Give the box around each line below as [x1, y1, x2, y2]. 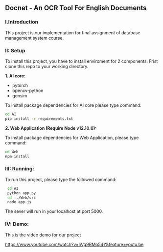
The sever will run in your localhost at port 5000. [5, 208, 103, 214]
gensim [12, 92, 27, 98]
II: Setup [5, 47, 25, 54]
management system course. [5, 35, 64, 41]
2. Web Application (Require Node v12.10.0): [5, 125, 97, 131]
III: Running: [5, 165, 34, 172]
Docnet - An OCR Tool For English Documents [5, 4, 147, 12]
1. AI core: [5, 73, 26, 79]
